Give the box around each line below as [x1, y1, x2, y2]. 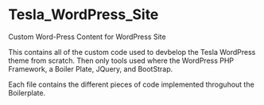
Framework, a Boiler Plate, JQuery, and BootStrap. [8, 64, 173, 73]
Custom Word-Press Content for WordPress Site [8, 32, 166, 41]
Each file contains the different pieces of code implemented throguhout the [8, 80, 254, 89]
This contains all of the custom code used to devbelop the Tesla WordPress [8, 47, 256, 56]
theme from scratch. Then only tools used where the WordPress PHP [8, 56, 235, 65]
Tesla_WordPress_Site [8, 6, 159, 24]
